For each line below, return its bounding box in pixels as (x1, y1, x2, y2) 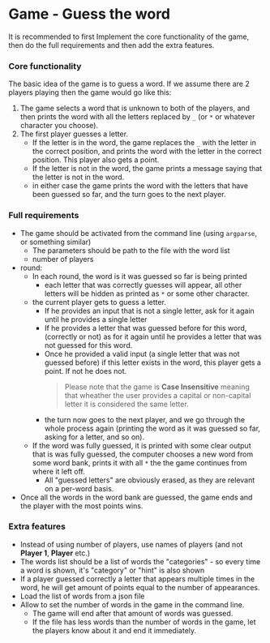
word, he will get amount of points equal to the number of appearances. (19, 582, 261, 592)
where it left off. (32, 466, 85, 476)
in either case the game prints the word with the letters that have (32, 181, 249, 191)
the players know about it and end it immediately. (32, 625, 197, 635)
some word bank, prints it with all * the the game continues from (32, 457, 247, 467)
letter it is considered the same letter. (64, 399, 189, 409)
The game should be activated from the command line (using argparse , (19, 228, 258, 238)
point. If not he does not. (44, 366, 127, 375)
